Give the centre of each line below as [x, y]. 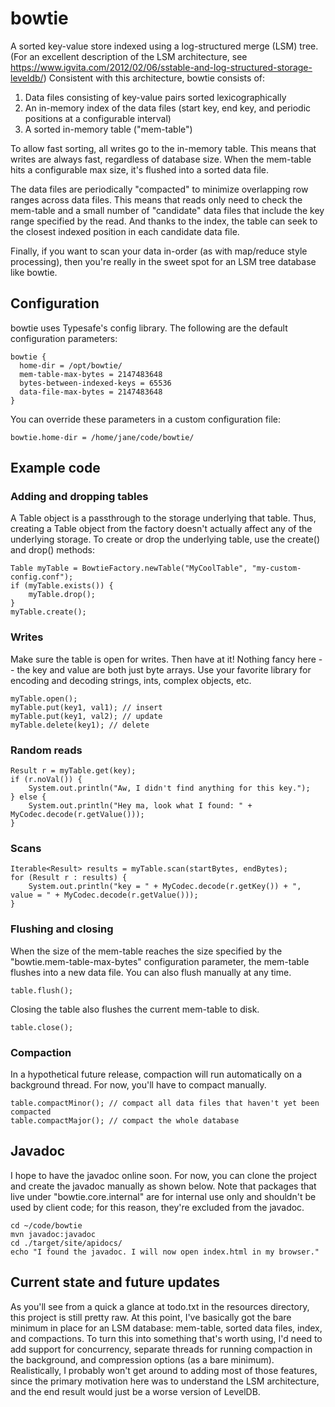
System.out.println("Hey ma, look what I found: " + [140, 806]
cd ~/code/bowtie [46, 1225]
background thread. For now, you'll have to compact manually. [138, 1084]
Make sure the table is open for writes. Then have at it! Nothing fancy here [163, 659]
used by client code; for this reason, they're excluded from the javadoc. [157, 1207]
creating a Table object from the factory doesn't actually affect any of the [161, 529]
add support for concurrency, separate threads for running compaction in [161, 1349]
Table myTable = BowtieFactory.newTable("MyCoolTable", [129, 568]
